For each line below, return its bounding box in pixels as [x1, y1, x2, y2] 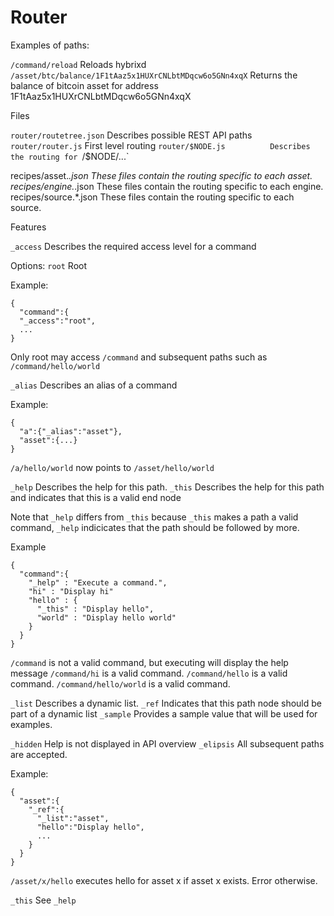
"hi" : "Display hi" [28, 586, 114, 596]
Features [10, 221, 47, 233]
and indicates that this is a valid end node [10, 491, 182, 503]
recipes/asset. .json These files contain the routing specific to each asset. [10, 169, 313, 181]
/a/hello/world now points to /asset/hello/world [10, 461, 215, 473]
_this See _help [10, 894, 77, 906]
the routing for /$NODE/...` [10, 150, 130, 162]
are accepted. [10, 748, 68, 760]
